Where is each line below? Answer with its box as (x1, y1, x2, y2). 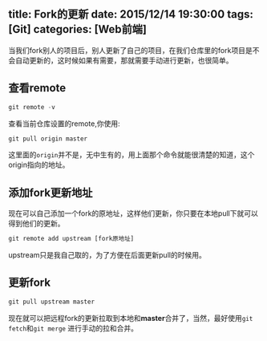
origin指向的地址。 (8, 160, 70, 170)
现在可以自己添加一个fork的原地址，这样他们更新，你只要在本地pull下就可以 (8, 209, 258, 218)
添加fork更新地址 (8, 185, 93, 199)
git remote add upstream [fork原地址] (8, 235, 135, 243)
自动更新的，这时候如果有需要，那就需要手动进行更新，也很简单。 (14, 55, 233, 65)
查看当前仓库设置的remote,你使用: (8, 119, 120, 128)
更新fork (8, 276, 51, 290)
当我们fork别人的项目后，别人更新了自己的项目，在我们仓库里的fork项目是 (8, 45, 253, 55)
